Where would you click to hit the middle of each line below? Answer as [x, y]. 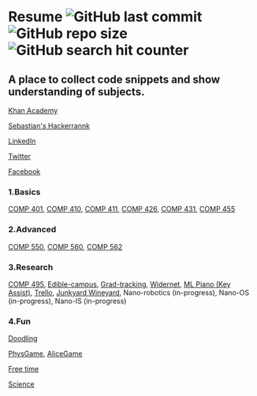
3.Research [31, 267]
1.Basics [24, 191]
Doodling [23, 339]
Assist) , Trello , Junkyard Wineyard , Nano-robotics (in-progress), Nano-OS [129, 292]
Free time [24, 369]
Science [21, 384]
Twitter [20, 156]
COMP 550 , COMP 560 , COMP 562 [65, 246]
